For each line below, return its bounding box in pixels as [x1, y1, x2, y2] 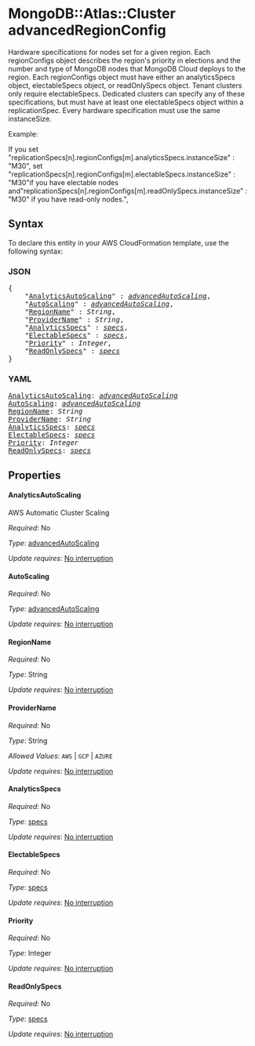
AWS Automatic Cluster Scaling [8, 508, 110, 517]
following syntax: [8, 246, 64, 256]
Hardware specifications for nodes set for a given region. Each [8, 47, 211, 56]
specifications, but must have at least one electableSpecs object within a [8, 97, 244, 107]
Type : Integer [8, 949, 52, 958]
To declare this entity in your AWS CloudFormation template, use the [8, 238, 229, 247]
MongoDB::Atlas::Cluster [8, 5, 177, 23]
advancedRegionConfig [8, 21, 166, 39]
